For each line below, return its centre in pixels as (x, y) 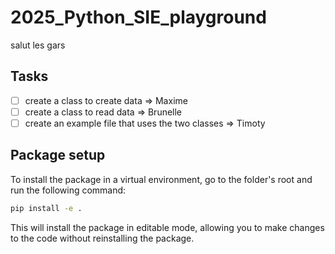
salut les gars (38, 45)
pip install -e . (46, 208)
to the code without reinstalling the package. (102, 238)
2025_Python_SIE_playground (138, 17)
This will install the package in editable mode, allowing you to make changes (167, 227)
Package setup (58, 155)
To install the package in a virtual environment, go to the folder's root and (161, 179)
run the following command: (68, 190)
